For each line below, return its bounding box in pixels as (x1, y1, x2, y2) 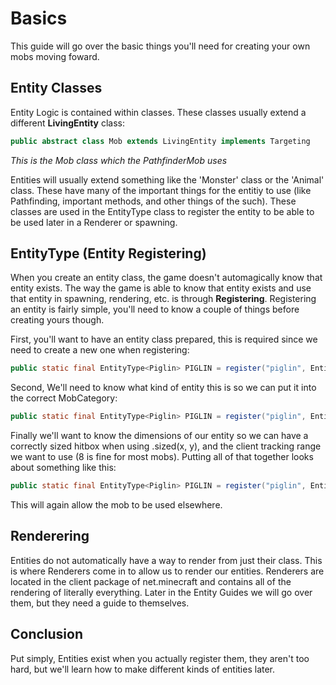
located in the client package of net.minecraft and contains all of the (10, 575, 292, 587)
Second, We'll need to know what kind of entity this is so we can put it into (10, 382, 317, 394)
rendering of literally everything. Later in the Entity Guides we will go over (10, 586, 313, 598)
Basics (10, 7, 68, 30)
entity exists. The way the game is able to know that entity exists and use (10, 282, 312, 294)
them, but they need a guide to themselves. (10, 597, 190, 609)
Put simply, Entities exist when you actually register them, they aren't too (10, 652, 310, 664)
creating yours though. (10, 314, 105, 326)
